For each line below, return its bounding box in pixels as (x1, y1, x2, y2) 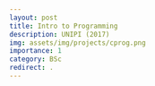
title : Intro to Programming (9, 21, 118, 30)
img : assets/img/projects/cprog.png (9, 38, 146, 47)
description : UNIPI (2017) (9, 30, 110, 39)
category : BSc (9, 55, 63, 64)
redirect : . (9, 64, 54, 73)
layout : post (9, 13, 58, 22)
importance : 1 (9, 47, 63, 56)
